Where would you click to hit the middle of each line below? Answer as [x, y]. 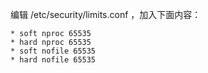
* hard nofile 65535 [53, 60]
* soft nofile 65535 [53, 51]
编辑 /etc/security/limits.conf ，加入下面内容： [106, 14]
